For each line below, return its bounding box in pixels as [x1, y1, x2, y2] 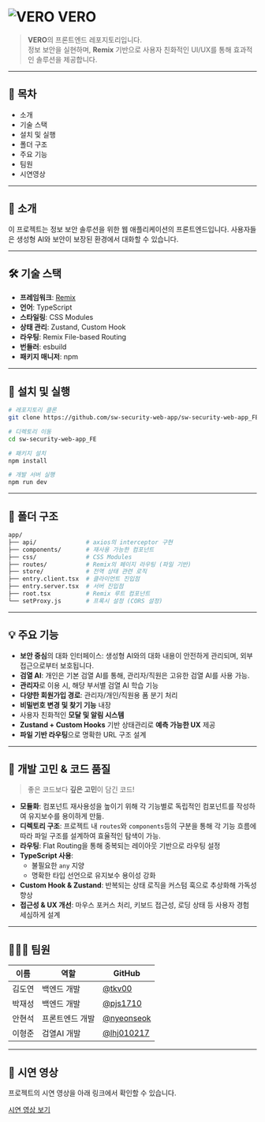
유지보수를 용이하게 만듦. [28, 812, 105, 821]
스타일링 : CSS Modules [19, 313, 94, 322]
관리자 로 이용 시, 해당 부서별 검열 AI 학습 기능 [19, 680, 159, 690]
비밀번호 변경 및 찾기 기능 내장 [19, 700, 112, 710]
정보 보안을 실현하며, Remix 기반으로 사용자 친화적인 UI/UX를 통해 [27, 44, 232, 54]
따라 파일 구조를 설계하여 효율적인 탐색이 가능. [19, 831, 162, 841]
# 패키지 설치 [8, 449, 47, 457]
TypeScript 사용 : [19, 851, 73, 861]
